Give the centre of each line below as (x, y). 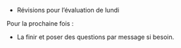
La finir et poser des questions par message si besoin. (95, 37)
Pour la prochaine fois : (40, 23)
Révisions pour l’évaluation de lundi (68, 10)
